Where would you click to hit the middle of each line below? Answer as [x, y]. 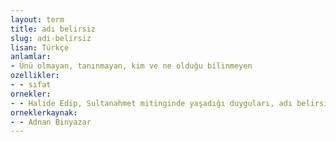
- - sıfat [31, 85]
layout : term [37, 19]
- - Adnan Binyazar [51, 122]
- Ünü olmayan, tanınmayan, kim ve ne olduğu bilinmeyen [131, 66]
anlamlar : [31, 57]
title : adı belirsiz [53, 29]
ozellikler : [35, 76]
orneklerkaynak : [44, 112]
